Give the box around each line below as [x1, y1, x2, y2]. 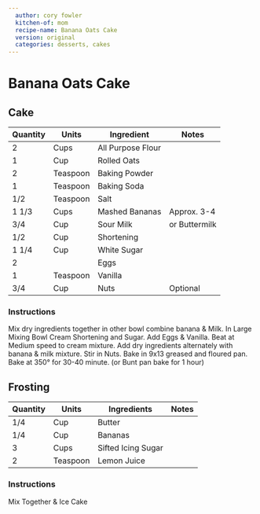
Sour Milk [97, 219, 133, 230]
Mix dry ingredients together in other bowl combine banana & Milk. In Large [8, 324, 252, 334]
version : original [15, 33, 76, 42]
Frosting [8, 380, 50, 394]
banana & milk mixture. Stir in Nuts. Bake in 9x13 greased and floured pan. [8, 349, 248, 358]
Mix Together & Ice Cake [8, 497, 88, 506]
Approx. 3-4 [168, 206, 216, 217]
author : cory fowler [15, 11, 82, 20]
